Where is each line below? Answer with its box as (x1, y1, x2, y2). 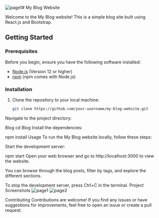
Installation (5, 86, 33, 93)
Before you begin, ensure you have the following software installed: (5, 59, 141, 65)
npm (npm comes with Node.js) (12, 74, 76, 79)
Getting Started (5, 33, 53, 41)
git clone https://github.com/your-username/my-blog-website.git (12, 106, 148, 111)
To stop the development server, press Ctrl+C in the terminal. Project (5, 182, 144, 188)
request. (5, 207, 22, 213)
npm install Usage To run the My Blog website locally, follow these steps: (5, 134, 152, 140)
